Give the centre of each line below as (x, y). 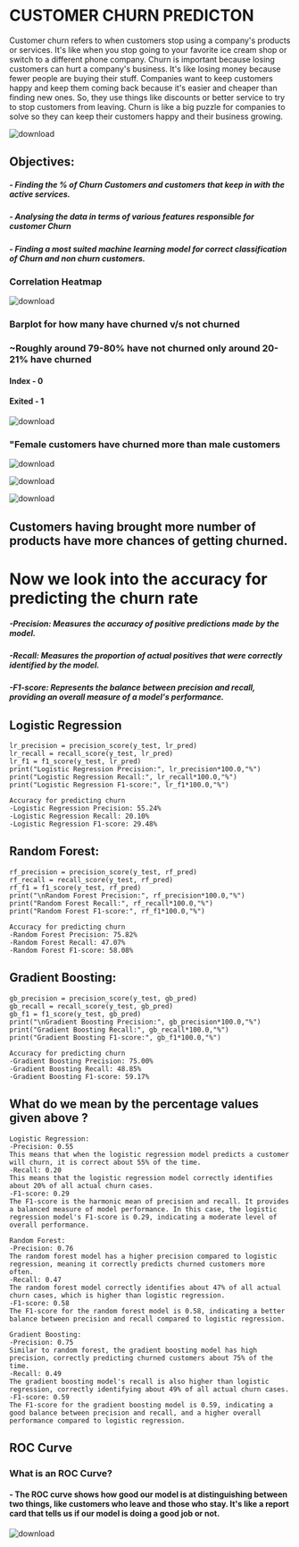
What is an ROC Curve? (61, 1473)
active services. (40, 194)
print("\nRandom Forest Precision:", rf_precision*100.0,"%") (127, 896)
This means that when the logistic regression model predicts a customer (149, 1154)
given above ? (49, 1118)
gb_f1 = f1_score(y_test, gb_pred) (75, 1014)
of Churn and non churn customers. (77, 258)
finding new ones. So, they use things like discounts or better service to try (147, 97)
